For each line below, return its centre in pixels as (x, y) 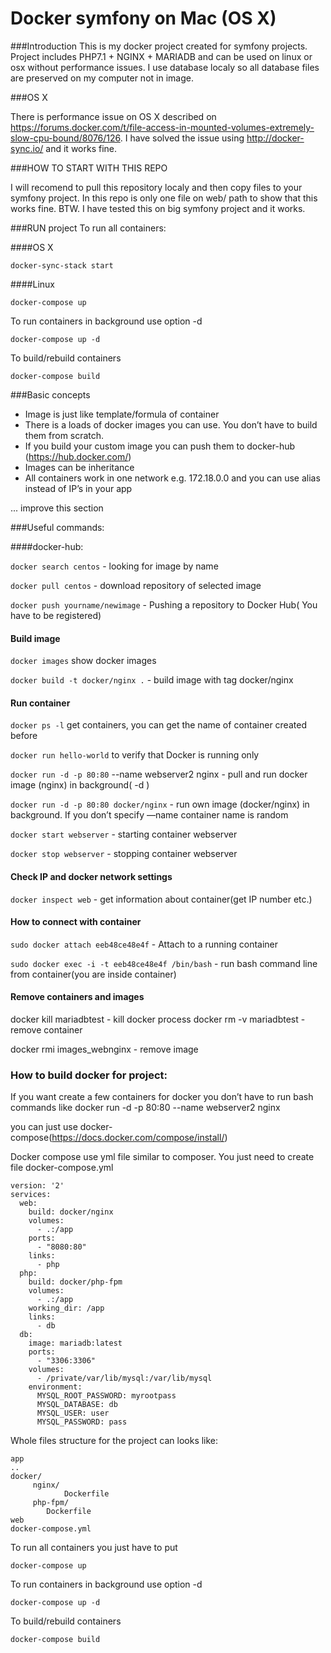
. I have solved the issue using (182, 138)
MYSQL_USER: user (73, 1413)
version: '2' (37, 1186)
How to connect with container (76, 922)
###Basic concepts (50, 394)
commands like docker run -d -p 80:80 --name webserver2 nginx (145, 1108)
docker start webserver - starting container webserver (124, 834)
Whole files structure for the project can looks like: (114, 1441)
